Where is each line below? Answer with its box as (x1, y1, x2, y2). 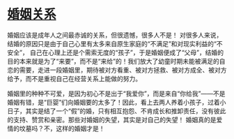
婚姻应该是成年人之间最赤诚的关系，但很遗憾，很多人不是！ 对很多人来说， (7, 31, 223, 39)
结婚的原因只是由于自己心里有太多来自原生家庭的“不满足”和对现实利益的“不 (7, 39, 223, 47)
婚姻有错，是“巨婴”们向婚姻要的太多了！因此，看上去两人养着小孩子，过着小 (7, 98, 226, 106)
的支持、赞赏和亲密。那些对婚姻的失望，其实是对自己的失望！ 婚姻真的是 (7, 115, 217, 124)
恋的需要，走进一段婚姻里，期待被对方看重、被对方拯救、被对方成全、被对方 (7, 66, 227, 74)
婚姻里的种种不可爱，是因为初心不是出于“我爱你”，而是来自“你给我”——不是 (7, 89, 226, 98)
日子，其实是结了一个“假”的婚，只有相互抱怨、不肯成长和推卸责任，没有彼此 (7, 106, 226, 115)
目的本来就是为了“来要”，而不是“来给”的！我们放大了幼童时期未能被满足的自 (7, 57, 226, 65)
